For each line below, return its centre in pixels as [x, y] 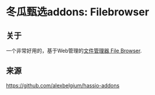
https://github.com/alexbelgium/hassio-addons [63, 85]
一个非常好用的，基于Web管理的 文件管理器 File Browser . [74, 51]
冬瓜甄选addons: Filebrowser [77, 12]
